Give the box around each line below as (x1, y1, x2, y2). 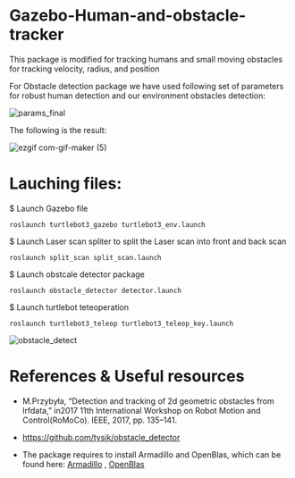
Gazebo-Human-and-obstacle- (9, 5, 247, 26)
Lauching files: (9, 173, 122, 194)
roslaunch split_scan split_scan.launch (9, 253, 163, 262)
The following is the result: (9, 124, 107, 135)
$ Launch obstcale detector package (9, 269, 145, 280)
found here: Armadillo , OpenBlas (21, 458, 145, 469)
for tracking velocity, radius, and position (9, 63, 160, 74)
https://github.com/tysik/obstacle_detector (21, 432, 181, 442)
